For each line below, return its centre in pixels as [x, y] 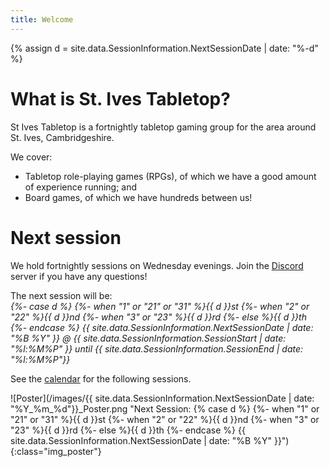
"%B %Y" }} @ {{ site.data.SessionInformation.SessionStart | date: [148, 338]
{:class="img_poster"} [56, 451]
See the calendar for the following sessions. [101, 378]
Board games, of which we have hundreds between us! [138, 197]
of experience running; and [81, 187]
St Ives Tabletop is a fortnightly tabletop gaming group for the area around [163, 127]
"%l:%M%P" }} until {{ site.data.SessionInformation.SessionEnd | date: [157, 348]
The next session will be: [61, 295]
